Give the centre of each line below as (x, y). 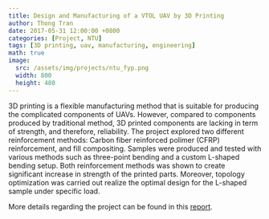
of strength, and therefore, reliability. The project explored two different (126, 131)
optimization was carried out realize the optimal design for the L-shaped (128, 182)
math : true (26, 53)
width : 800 (34, 75)
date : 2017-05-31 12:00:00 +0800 (64, 30)
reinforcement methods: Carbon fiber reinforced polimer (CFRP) (114, 140)
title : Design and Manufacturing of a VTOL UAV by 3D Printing (116, 16)
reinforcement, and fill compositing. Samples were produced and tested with (135, 148)
